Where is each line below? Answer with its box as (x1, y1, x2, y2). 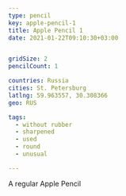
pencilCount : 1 (8, 63, 59, 71)
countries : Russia (8, 77, 69, 85)
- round (15, 143, 41, 151)
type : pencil (8, 11, 52, 20)
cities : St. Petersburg (8, 84, 87, 92)
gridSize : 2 (8, 55, 48, 63)
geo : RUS (8, 98, 37, 107)
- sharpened (15, 128, 55, 136)
